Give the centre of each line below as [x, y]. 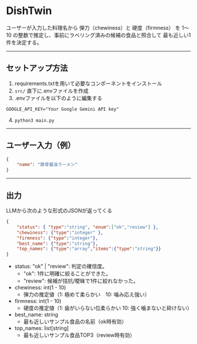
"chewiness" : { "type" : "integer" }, [60, 233]
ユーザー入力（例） [41, 146]
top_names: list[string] [42, 328]
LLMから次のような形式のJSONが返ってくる [59, 210]
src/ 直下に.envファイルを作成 [52, 91]
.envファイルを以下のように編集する [58, 98]
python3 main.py [34, 120]
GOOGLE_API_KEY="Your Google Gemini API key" [62, 109]
